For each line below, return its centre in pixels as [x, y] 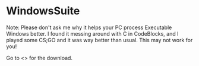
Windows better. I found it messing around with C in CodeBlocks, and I [92, 33]
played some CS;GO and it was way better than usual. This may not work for [99, 40]
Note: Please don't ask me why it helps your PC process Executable [89, 27]
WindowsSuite [43, 11]
